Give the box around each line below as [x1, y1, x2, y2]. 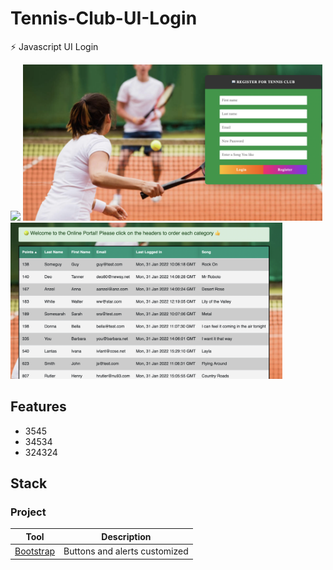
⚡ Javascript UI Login [10, 40, 99, 52]
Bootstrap [14, 545, 56, 557]
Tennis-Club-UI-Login [10, 7, 198, 30]
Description [101, 530, 152, 542]
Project [10, 505, 47, 519]
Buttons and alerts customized [63, 545, 189, 557]
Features [10, 398, 67, 416]
